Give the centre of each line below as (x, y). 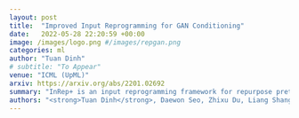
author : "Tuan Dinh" (48, 59)
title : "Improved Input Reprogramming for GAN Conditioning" (127, 26)
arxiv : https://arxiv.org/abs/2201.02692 (87, 83)
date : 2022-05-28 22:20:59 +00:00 (77, 34)
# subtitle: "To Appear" (55, 67)
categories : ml (37, 51)
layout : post (33, 17)
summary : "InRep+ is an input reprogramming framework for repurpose (141, 91)
